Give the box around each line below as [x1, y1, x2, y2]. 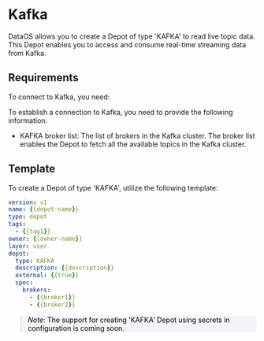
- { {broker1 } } [28, 293, 76, 301]
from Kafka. [8, 48, 46, 57]
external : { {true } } [15, 272, 80, 280]
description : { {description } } [15, 264, 114, 272]
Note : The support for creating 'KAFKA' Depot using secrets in [27, 315, 230, 324]
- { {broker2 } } [28, 301, 76, 309]
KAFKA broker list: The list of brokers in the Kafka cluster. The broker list [19, 131, 255, 140]
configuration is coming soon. [27, 323, 125, 332]
